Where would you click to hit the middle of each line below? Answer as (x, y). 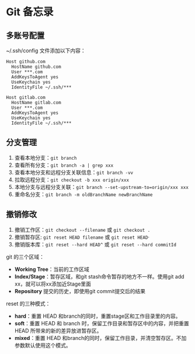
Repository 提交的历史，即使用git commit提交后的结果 (80, 291)
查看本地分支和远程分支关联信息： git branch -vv (74, 172)
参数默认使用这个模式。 (43, 345)
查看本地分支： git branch (46, 157)
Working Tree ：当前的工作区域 (52, 269)
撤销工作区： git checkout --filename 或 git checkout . (82, 229)
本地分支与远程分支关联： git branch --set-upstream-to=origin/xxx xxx (101, 187)
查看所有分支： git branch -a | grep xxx (64, 165)
